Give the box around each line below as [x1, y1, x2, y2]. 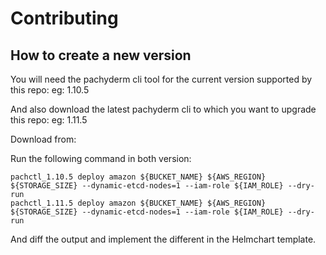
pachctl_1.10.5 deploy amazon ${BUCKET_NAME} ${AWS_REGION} [10, 172, 267, 182]
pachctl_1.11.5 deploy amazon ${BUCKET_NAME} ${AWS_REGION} [10, 198, 267, 208]
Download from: [10, 133, 77, 145]
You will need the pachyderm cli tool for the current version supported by [10, 73, 313, 85]
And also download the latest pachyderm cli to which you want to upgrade [10, 103, 317, 115]
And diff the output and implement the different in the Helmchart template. [10, 233, 317, 245]
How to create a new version [10, 47, 192, 64]
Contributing [10, 7, 119, 30]
